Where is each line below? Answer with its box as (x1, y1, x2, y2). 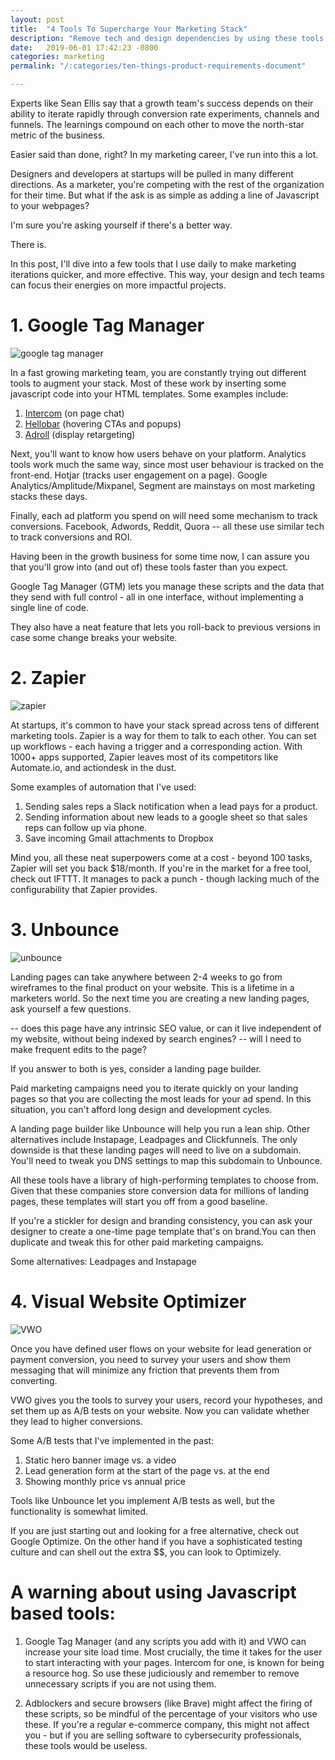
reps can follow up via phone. (24, 821, 148, 833)
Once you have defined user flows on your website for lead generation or (10, 1342, 313, 1355)
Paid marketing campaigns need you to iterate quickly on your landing (10, 1082, 299, 1094)
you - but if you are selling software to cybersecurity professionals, (24, 1729, 302, 1741)
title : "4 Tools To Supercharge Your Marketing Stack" (10, 24, 248, 34)
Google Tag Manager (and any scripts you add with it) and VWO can (24, 1635, 307, 1647)
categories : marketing (10, 52, 105, 62)
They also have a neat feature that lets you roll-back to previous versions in (10, 621, 321, 633)
